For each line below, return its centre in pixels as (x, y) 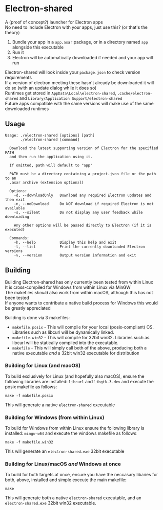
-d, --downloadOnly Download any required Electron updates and (83, 195)
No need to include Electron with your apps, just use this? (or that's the (76, 27)
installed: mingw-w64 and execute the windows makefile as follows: (71, 433)
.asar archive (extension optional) (47, 182)
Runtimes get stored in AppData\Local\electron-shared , (61, 93)
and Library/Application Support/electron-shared (71, 98)
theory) (12, 32)
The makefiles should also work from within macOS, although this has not (79, 292)
